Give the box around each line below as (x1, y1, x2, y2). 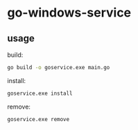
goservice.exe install (7, 90, 73, 97)
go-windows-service (7, 5, 132, 21)
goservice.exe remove (7, 115, 70, 122)
